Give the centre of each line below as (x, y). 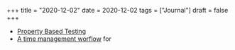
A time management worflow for (64, 39)
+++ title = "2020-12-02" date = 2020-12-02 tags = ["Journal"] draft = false (117, 10)
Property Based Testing (51, 31)
